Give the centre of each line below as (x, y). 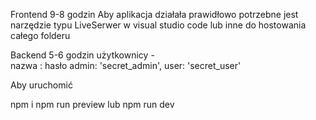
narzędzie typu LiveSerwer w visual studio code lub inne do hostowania (158, 25)
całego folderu (40, 35)
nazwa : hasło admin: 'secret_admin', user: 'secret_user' (126, 65)
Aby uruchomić (41, 85)
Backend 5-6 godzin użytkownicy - (82, 55)
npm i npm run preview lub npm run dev (92, 104)
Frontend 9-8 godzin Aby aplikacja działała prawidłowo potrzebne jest (154, 14)
